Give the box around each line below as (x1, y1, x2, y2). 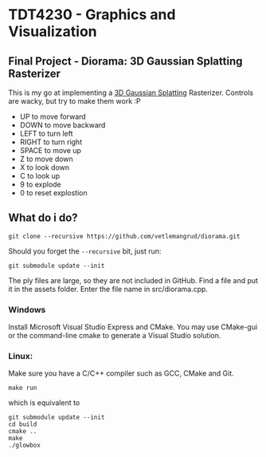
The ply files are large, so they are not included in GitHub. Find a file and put (8, 275, 259, 285)
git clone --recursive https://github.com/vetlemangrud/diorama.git (8, 232, 241, 240)
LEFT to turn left (19, 129, 73, 138)
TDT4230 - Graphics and (8, 6, 176, 24)
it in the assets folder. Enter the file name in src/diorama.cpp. (8, 284, 209, 294)
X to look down (19, 163, 70, 172)
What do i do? (8, 211, 78, 225)
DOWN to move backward (19, 120, 106, 129)
